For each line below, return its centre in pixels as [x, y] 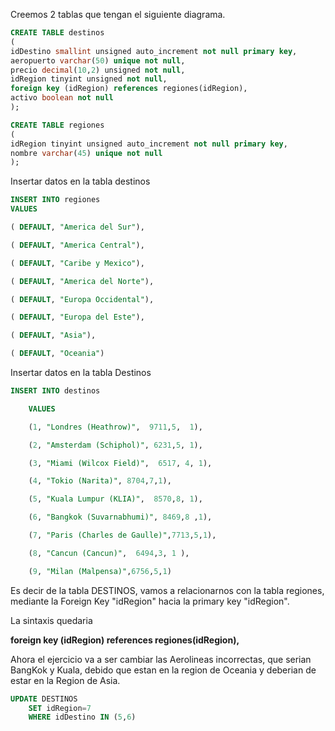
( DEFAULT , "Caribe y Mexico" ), [77, 263]
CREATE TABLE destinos [57, 33]
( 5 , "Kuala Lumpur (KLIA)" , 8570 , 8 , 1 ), [115, 499]
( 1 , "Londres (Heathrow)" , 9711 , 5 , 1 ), [115, 427]
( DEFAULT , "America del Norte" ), [82, 281]
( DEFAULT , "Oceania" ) [57, 354]
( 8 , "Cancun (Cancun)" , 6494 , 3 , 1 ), [109, 553]
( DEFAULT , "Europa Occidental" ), [82, 299]
